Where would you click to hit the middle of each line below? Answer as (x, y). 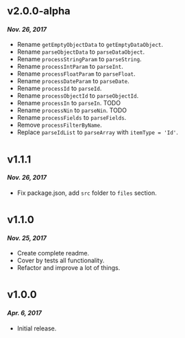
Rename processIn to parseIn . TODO (69, 103)
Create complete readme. (53, 253)
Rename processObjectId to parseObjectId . (78, 96)
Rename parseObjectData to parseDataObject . (81, 52)
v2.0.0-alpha (39, 11)
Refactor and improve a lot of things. (69, 268)
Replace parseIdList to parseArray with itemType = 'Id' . (97, 132)
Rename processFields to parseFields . (72, 118)
